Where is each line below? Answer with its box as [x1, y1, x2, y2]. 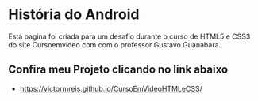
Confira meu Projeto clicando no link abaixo [8, 63, 229, 77]
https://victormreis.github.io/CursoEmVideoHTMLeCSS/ [19, 84, 202, 93]
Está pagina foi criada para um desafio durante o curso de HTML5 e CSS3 [8, 32, 251, 41]
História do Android [8, 6, 140, 24]
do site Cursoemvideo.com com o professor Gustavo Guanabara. [8, 39, 221, 49]
